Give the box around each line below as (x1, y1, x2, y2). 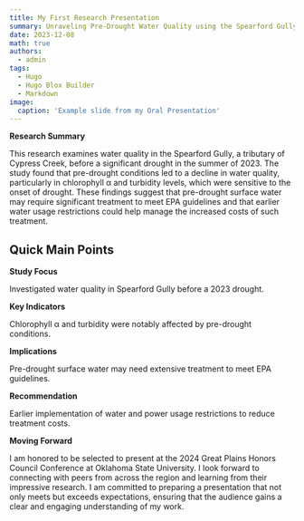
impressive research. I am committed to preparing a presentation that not (9, 482, 282, 493)
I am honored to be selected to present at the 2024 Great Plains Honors (9, 453, 276, 464)
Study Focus (9, 266, 58, 277)
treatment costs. (9, 418, 71, 429)
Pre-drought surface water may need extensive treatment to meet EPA (9, 363, 271, 374)
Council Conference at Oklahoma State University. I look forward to (9, 463, 260, 474)
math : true (9, 38, 51, 48)
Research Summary (9, 130, 86, 141)
